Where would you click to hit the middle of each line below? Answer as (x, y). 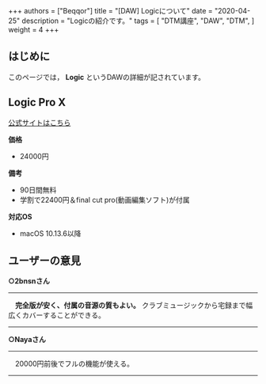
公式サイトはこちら (40, 122)
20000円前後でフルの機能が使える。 (74, 364)
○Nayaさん (27, 340)
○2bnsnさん (29, 281)
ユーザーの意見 (45, 261)
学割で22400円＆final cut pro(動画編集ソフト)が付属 (104, 200)
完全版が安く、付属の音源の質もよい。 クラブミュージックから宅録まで (131, 306)
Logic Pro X (37, 103)
